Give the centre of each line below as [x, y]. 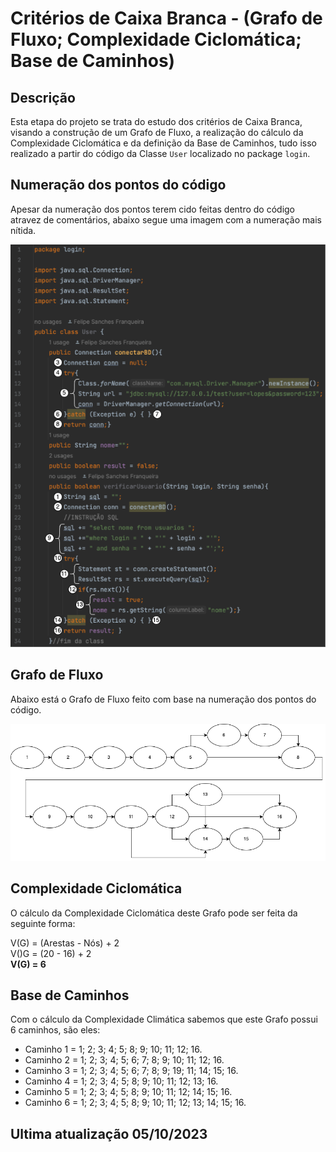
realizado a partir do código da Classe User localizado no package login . [160, 153]
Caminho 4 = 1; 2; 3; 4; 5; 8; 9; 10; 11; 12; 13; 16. [121, 1081]
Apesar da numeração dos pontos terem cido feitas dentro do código [153, 209]
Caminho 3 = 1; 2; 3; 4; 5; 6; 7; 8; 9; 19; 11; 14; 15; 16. [131, 1071]
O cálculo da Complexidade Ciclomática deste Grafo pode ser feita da [154, 913]
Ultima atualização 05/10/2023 [109, 1133]
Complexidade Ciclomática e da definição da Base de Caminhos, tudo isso [163, 143]
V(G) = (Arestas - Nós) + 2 [65, 943]
